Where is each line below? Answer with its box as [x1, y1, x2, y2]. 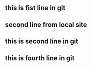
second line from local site [5, 21, 87, 29]
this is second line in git [5, 37, 78, 45]
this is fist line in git [5, 4, 66, 12]
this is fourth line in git [5, 54, 75, 62]
